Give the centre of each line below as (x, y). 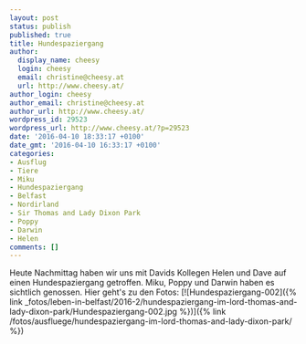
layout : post (34, 18)
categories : (32, 153)
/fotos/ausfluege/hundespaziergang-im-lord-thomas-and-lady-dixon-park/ (151, 321)
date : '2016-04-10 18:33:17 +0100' (77, 137)
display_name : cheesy (59, 60)
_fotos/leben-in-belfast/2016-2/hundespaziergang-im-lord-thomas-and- (161, 302)
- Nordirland (34, 205)
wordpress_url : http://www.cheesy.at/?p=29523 (100, 129)
